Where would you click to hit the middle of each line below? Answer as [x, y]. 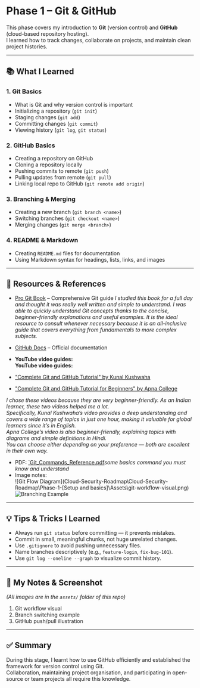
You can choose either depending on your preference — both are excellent [98, 445]
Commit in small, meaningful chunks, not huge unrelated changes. [96, 539]
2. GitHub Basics [31, 145]
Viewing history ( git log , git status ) [61, 130]
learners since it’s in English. [41, 426]
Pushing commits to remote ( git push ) [62, 171]
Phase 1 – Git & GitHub [62, 11]
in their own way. [27, 451]
